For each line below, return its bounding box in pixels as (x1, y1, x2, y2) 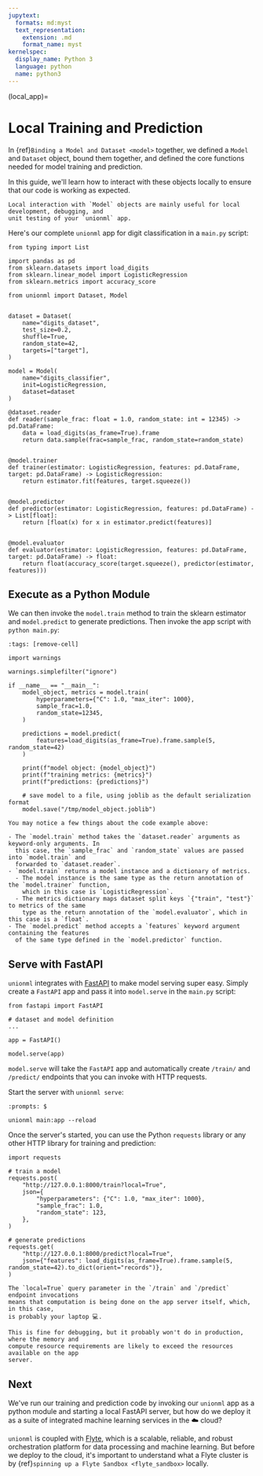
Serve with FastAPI (8, 957, 104, 971)
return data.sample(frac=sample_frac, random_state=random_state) (22, 435, 244, 444)
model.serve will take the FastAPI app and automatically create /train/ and (8, 1064, 251, 1074)
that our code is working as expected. (8, 185, 131, 195)
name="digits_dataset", (22, 319, 100, 327)
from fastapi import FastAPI (8, 1002, 104, 1010)
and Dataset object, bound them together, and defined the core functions (8, 153, 245, 163)
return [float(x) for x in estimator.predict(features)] (22, 518, 213, 527)
